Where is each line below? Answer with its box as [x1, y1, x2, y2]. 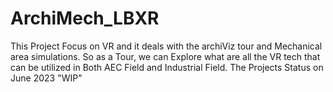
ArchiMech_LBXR [10, 7, 160, 30]
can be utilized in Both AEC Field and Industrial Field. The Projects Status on [10, 61, 324, 73]
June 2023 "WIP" [10, 72, 83, 84]
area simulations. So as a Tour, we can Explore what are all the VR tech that [10, 50, 321, 62]
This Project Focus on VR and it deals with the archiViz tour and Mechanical [10, 40, 323, 52]
